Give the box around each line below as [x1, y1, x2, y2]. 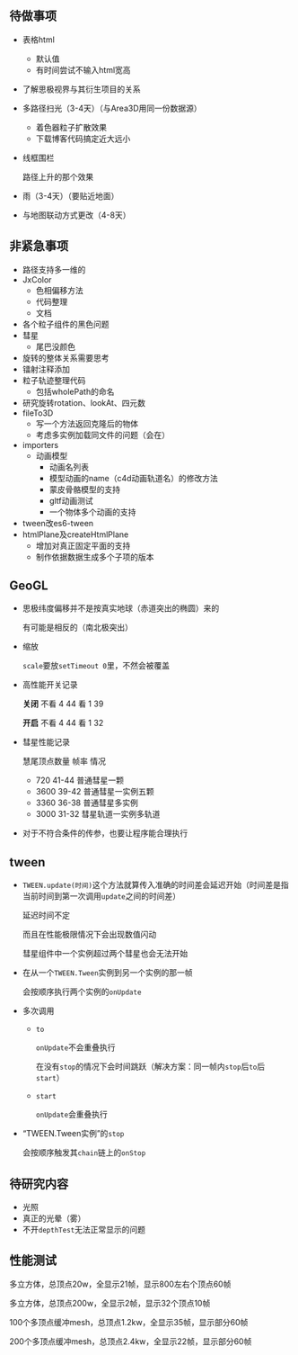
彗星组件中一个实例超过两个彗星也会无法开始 [22, 948, 188, 959]
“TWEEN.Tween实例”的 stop [22, 1128, 125, 1139]
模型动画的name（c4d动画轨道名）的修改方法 [48, 472, 218, 483]
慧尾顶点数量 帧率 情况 [22, 756, 106, 767]
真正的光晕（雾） [22, 1213, 86, 1224]
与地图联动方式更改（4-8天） [22, 210, 131, 220]
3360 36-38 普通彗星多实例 [35, 797, 139, 808]
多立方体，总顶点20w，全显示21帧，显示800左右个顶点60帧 [9, 1279, 232, 1289]
